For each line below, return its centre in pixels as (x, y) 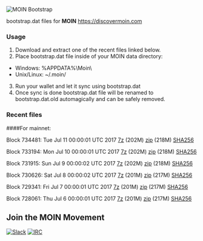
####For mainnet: (29, 128)
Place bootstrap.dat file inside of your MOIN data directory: (89, 56)
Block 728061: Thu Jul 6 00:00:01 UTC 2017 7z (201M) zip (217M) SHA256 (99, 198)
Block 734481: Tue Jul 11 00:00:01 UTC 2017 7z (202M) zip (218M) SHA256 (100, 140)
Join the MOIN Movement (55, 217)
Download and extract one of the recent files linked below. (88, 50)
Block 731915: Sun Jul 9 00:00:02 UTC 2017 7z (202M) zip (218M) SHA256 (99, 163)
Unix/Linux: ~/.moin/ (41, 74)
